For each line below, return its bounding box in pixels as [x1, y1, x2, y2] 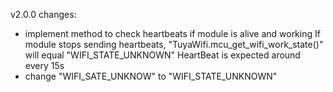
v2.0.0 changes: [10, 9, 77, 20]
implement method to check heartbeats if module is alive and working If [24, 28, 321, 39]
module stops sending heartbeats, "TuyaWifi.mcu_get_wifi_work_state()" [24, 39, 324, 50]
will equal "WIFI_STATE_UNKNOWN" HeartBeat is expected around [24, 49, 301, 61]
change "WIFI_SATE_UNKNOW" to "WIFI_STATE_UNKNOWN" [24, 70, 278, 82]
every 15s [24, 60, 65, 71]
